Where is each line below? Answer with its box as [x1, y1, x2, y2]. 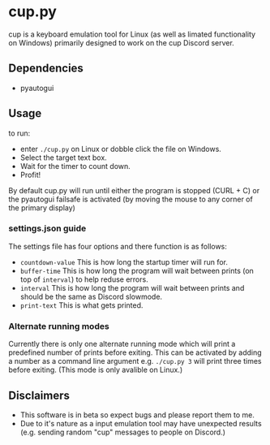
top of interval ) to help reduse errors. [19, 274, 148, 284]
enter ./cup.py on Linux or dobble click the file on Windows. [19, 144, 221, 153]
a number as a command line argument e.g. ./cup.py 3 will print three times [8, 356, 262, 366]
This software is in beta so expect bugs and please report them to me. [19, 409, 255, 420]
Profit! [19, 170, 41, 179]
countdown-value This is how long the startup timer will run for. [19, 257, 229, 266]
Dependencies [8, 62, 84, 76]
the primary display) [8, 202, 75, 213]
